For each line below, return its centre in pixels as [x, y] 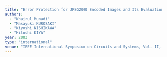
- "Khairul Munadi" [30, 19]
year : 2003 [16, 38]
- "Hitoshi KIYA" [28, 33]
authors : [14, 14]
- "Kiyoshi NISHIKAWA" [33, 28]
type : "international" [29, 42]
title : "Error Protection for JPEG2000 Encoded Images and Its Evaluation [84, 10]
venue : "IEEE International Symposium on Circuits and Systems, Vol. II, [83, 47]
